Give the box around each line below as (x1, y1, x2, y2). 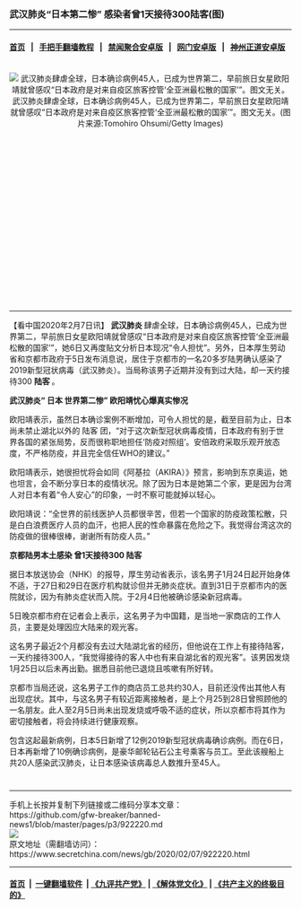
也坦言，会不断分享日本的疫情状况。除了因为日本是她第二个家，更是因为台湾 (9, 477, 292, 488)
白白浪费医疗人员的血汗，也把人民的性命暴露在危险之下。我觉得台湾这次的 (16, 519, 292, 530)
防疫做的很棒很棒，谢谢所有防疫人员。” (9, 530, 150, 541)
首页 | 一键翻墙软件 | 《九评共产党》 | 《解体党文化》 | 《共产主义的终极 (9, 878, 278, 889)
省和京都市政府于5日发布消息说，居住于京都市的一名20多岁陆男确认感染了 (9, 353, 283, 364)
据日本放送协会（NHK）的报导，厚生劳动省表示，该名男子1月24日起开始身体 (9, 568, 291, 580)
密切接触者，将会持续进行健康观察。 (9, 715, 143, 726)
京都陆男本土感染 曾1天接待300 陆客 (9, 549, 142, 560)
